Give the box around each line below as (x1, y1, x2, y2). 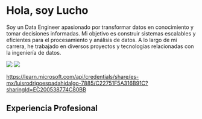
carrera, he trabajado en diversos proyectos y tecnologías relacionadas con (6, 43, 194, 50)
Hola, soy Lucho (6, 4, 89, 17)
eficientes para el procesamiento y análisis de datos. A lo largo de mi (6, 36, 177, 43)
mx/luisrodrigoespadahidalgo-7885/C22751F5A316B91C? (6, 79, 148, 87)
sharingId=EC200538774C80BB (6, 85, 86, 93)
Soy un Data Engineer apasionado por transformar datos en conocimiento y (6, 23, 194, 31)
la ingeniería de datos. (6, 49, 62, 56)
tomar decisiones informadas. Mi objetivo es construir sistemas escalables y (6, 29, 196, 37)
